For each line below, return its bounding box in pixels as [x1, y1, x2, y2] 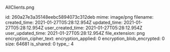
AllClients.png [5, 5, 35, 10]
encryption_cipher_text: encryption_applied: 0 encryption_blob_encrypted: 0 [5, 35, 165, 41]
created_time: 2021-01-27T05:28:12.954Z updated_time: [5, 20, 123, 25]
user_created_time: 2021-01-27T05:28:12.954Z [45, 25, 143, 31]
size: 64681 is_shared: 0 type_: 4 [5, 41, 74, 47]
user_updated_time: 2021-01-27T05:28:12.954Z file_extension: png [5, 30, 145, 36]
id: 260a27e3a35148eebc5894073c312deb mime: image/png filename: [5, 14, 154, 20]
